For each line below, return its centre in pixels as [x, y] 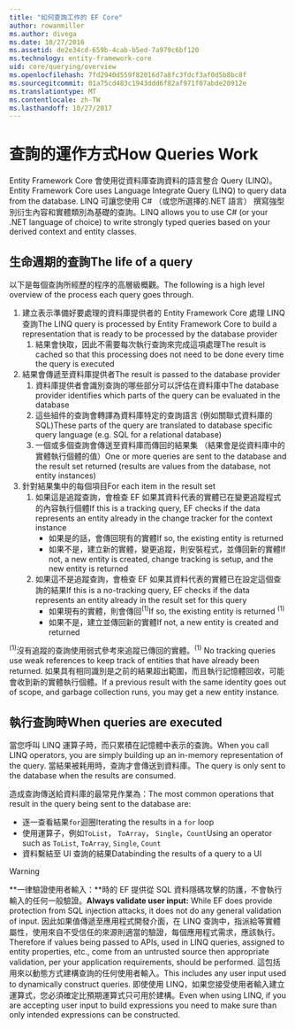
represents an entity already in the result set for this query [141, 600]
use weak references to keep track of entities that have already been [134, 661]
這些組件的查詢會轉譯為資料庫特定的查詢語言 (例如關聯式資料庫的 [154, 415]
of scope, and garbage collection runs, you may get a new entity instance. [144, 692]
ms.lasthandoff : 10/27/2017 [61, 108]
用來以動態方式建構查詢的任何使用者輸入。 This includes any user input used [148, 973]
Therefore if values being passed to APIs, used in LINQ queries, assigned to [147, 942]
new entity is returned [88, 569]
